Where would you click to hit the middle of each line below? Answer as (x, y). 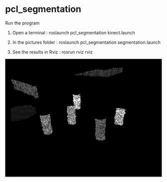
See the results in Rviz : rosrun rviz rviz (52, 52)
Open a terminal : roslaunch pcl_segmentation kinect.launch (74, 32)
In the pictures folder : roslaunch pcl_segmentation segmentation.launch (86, 42)
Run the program (22, 23)
